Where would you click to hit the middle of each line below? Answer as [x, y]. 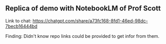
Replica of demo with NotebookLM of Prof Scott [83, 8]
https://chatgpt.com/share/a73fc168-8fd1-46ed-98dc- [90, 20]
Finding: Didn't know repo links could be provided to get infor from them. [82, 36]
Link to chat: [19, 20]
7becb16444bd [21, 26]
